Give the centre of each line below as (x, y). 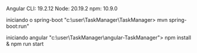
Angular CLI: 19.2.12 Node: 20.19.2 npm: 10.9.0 (62, 9)
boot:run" (18, 26)
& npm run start (25, 44)
